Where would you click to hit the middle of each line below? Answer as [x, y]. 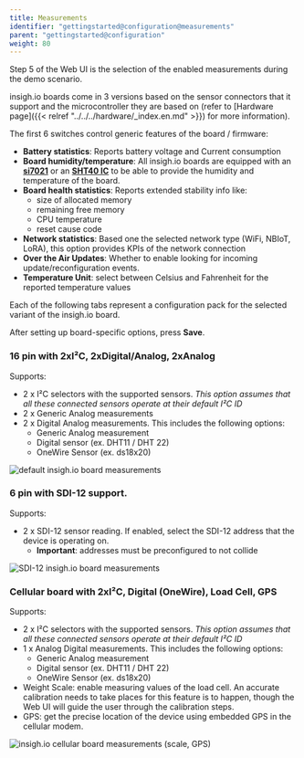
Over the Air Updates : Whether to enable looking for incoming [140, 258]
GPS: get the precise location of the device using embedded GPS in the [157, 717]
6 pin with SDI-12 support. [68, 493]
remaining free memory [80, 210]
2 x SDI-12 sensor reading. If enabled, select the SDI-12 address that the [158, 531]
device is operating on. [66, 541]
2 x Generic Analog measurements [88, 413]
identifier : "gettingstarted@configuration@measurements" [122, 26]
